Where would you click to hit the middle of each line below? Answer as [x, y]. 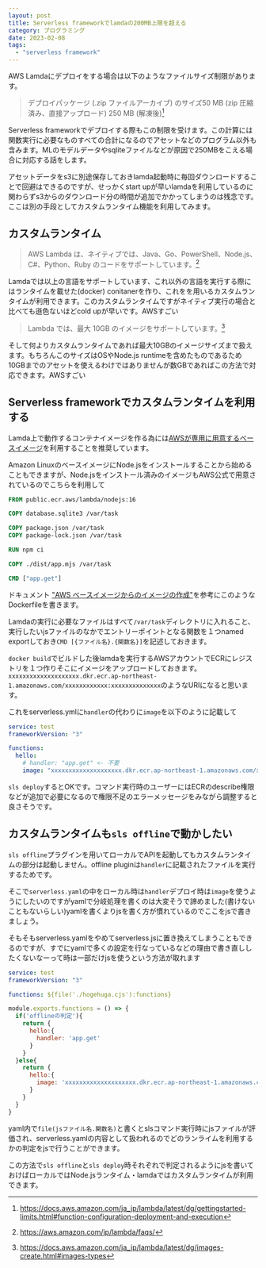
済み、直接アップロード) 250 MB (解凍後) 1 [96, 112]
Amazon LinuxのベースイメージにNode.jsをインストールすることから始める [130, 464]
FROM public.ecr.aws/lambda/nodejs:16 [72, 500]
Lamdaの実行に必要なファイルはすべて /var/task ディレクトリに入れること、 [131, 621]
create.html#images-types [63, 1255]
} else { [26, 1060]
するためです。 [32, 874]
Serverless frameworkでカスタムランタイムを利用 [132, 403]
